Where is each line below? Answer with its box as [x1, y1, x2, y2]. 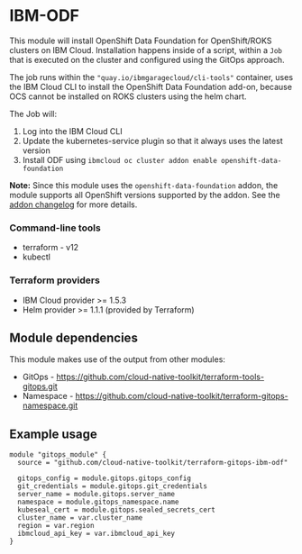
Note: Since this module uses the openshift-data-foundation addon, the [9, 179, 279, 190]
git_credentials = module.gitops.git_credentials [17, 482, 207, 491]
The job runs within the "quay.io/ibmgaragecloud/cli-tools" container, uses [9, 71, 294, 82]
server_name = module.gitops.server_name [17, 490, 176, 499]
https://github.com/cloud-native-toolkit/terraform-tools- [56, 371, 264, 383]
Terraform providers [9, 274, 101, 286]
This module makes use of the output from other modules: [9, 354, 225, 365]
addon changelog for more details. [9, 199, 138, 210]
